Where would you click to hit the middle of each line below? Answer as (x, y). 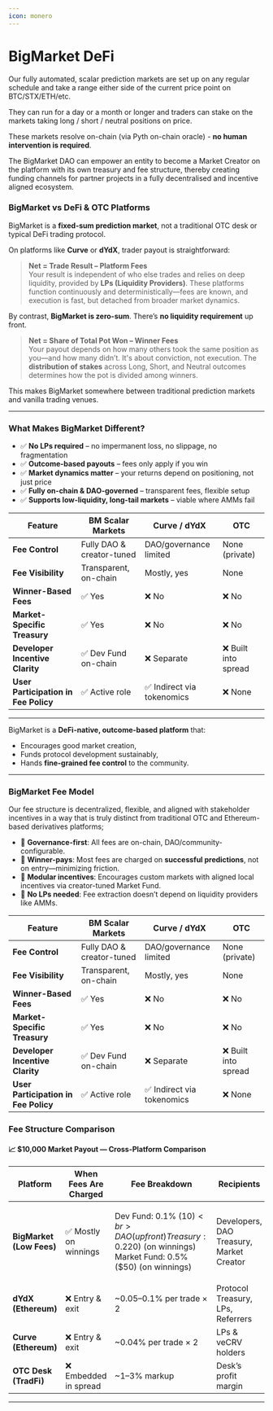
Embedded (86, 1375)
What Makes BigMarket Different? (77, 428)
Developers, (239, 1220)
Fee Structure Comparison (62, 1129)
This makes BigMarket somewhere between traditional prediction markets (132, 391)
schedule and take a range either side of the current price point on (120, 87)
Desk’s (229, 1365)
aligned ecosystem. (41, 186)
